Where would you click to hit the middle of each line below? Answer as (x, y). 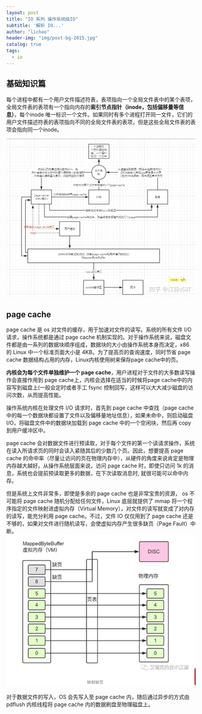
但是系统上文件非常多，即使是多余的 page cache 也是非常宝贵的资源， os (97, 494)
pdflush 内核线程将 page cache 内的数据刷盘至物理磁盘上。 (80, 704)
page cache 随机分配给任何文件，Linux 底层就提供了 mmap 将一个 (105, 501)
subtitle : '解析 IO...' (35, 25)
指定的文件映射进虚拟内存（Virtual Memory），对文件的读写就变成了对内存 (103, 509)
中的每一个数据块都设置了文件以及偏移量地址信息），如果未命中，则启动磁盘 (100, 416)
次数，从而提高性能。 (38, 395)
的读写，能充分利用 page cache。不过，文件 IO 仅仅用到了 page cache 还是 (100, 516)
